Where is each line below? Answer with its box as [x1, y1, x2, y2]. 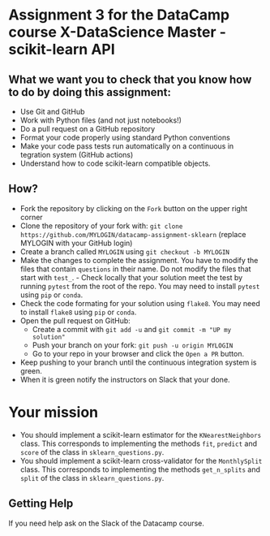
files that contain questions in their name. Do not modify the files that [19, 264, 251, 274]
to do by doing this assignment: [8, 85, 172, 99]
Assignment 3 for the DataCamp [8, 6, 230, 24]
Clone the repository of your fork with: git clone [19, 221, 183, 231]
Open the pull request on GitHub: [19, 315, 131, 326]
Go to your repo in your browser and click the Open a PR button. [32, 348, 245, 358]
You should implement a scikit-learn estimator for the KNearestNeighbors [19, 430, 262, 439]
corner [19, 212, 43, 222]
